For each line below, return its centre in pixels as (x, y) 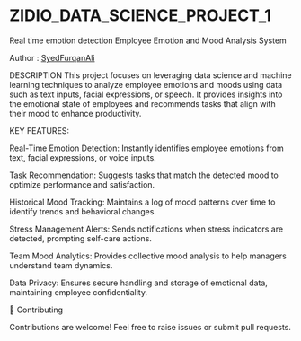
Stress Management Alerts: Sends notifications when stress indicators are (146, 229)
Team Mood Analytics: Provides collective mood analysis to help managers (148, 256)
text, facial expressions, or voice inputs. (83, 157)
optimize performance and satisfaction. (82, 184)
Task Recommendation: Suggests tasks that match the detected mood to (144, 175)
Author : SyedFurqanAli (52, 57)
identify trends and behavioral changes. (83, 211)
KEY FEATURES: (40, 130)
